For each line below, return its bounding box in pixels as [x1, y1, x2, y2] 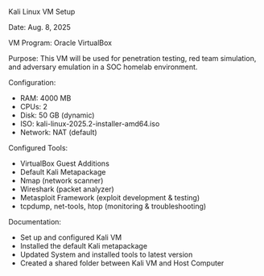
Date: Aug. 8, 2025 [8, 23, 71, 31]
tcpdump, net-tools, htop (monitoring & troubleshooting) [19, 201, 207, 211]
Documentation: [8, 217, 62, 226]
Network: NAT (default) [19, 128, 98, 137]
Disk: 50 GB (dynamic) [19, 110, 95, 120]
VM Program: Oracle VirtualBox [8, 38, 113, 47]
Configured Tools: [8, 143, 68, 152]
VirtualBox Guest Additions [19, 159, 110, 168]
